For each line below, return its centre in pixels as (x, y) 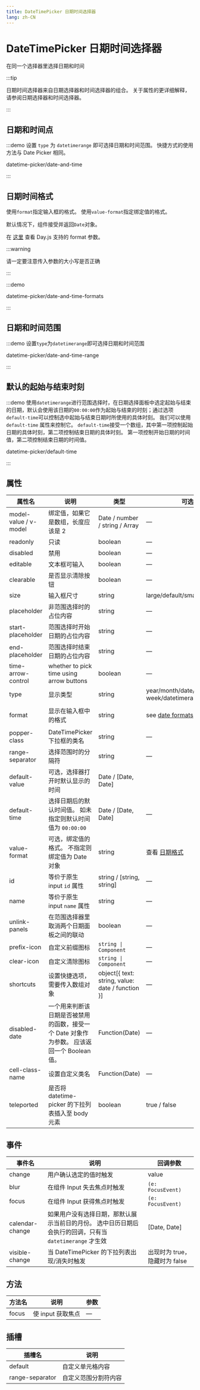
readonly (22, 541)
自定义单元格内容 (86, 1366)
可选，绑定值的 (69, 838)
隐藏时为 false (168, 1261)
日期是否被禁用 (69, 1015)
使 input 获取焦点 (57, 1314)
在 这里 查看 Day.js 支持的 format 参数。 (55, 237)
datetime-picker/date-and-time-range (53, 355)
